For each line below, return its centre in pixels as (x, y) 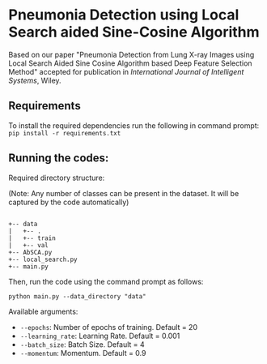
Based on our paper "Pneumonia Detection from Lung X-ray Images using (131, 54)
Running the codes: (59, 158)
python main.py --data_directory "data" (78, 296)
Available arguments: (43, 311)
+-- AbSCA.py (30, 252)
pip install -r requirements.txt (65, 133)
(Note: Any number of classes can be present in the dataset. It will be (124, 193)
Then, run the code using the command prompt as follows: (106, 281)
